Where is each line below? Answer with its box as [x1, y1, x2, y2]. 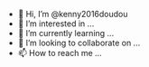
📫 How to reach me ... [17, 48, 102, 58]
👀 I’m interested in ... [17, 18, 95, 29]
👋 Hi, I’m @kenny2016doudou [17, 9, 128, 19]
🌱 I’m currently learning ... [17, 28, 115, 38]
